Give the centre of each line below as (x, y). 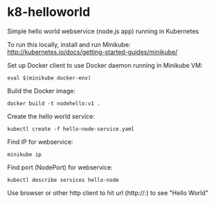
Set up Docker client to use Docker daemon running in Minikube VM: (105, 65)
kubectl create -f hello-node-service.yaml (71, 129)
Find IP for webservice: (40, 142)
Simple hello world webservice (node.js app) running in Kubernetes (103, 31)
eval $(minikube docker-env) (49, 78)
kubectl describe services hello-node (63, 180)
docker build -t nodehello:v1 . (54, 103)
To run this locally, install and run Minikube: (69, 44)
